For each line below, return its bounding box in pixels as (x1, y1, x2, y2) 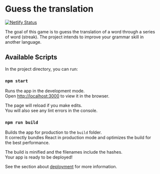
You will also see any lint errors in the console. (5, 108, 98, 113)
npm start (5, 78, 28, 83)
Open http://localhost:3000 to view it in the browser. (5, 93, 110, 99)
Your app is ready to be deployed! (5, 154, 73, 160)
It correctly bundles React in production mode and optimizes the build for (5, 135, 151, 141)
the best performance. (5, 140, 50, 146)
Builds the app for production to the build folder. (5, 129, 102, 135)
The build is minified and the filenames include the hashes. (5, 149, 123, 155)
